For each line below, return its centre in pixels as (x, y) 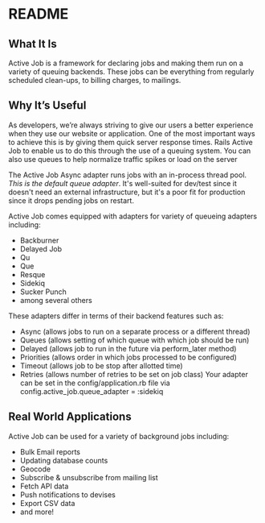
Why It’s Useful (47, 106)
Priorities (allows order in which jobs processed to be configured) (128, 357)
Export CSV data (47, 503)
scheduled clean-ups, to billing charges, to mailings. (95, 80)
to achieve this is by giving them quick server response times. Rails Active (130, 142)
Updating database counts (64, 460)
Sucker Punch (43, 292)
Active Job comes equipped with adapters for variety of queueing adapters (133, 216)
